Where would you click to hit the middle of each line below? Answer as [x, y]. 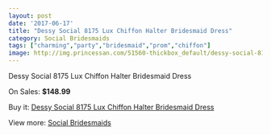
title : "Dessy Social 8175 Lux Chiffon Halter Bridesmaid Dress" [120, 31]
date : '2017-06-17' [41, 23]
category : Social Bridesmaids [59, 38]
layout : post [30, 16]
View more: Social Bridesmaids [60, 123]
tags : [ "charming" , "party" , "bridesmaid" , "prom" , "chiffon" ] [110, 46]
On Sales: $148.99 [40, 92]
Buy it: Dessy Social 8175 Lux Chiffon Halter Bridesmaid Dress [111, 107]
